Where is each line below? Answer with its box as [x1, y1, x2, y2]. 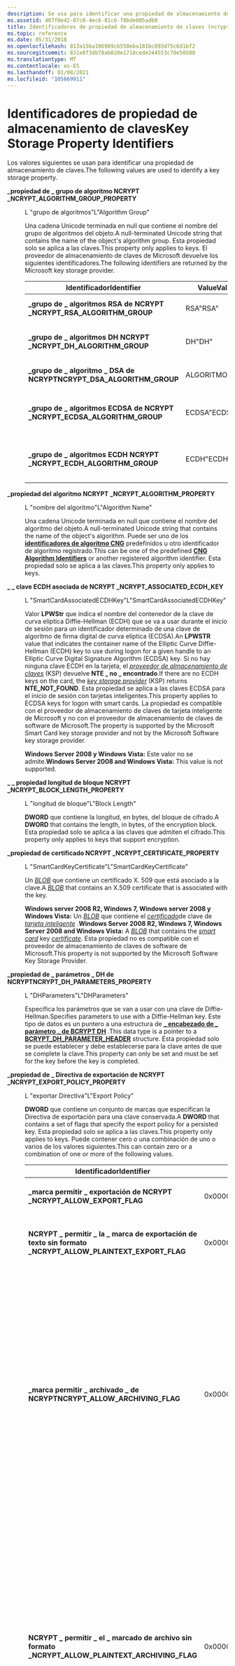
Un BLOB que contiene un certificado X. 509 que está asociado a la [24, 876, 219, 885]
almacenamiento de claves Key [7, 121, 190, 137]
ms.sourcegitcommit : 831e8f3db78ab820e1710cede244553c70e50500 [7, 50, 196, 57]
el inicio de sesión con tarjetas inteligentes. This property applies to [24, 692, 218, 700]
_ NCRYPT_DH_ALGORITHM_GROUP [28, 341, 149, 351]
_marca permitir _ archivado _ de [28, 1385, 140, 1395]
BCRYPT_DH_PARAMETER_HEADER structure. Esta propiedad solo [24, 1035, 220, 1043]
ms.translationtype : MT [7, 56, 77, 63]
